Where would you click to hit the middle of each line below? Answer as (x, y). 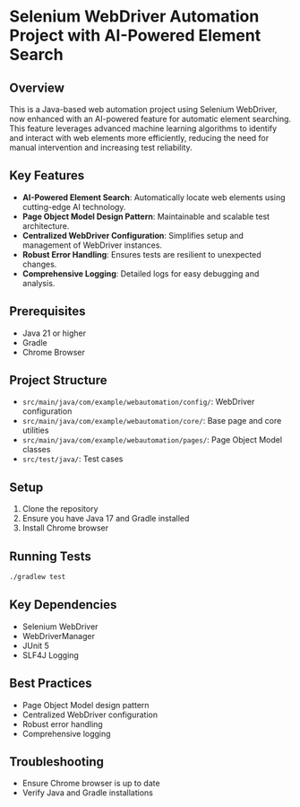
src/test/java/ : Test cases (73, 459)
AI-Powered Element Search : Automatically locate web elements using (154, 197)
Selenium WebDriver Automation (134, 17)
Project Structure (58, 380)
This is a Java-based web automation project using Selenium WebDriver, (143, 109)
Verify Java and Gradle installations (88, 793)
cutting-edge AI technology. (74, 206)
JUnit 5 (35, 645)
